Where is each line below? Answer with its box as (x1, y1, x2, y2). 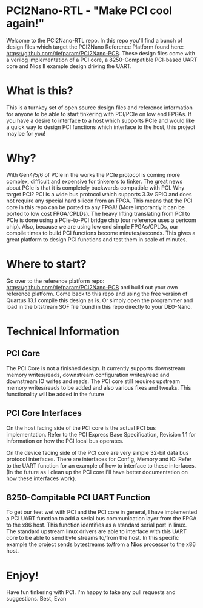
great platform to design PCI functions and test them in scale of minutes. (6, 235, 188, 243)
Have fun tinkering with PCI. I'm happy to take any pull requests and (6, 589, 176, 596)
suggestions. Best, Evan (6, 595, 67, 603)
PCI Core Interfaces (6, 408, 82, 418)
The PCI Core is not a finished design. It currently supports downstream (6, 364, 186, 371)
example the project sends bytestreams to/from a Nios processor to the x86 (6, 541, 196, 548)
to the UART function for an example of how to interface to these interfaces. (6, 461, 196, 469)
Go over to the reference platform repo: (6, 277, 105, 285)
